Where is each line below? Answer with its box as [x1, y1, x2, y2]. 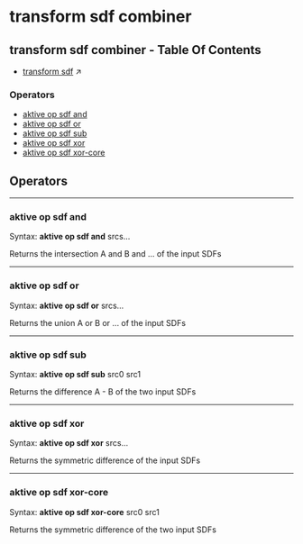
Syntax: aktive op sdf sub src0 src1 [9, 369, 142, 379]
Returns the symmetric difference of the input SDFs [9, 455, 201, 466]
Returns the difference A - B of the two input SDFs [9, 386, 197, 397]
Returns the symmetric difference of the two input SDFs [9, 524, 216, 535]
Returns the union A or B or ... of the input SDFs [9, 317, 187, 328]
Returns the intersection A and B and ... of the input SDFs [9, 249, 222, 259]
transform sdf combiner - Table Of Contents [9, 42, 262, 58]
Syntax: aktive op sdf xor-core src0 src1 [9, 506, 160, 517]
